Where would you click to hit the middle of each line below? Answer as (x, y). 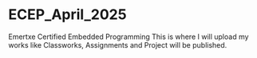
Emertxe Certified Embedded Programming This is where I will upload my (128, 37)
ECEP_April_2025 (67, 15)
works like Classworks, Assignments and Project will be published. (118, 44)
